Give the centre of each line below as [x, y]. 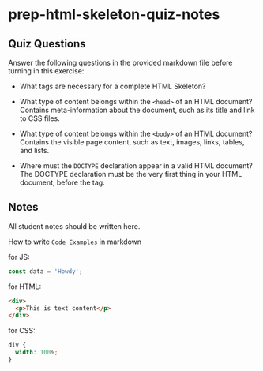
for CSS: [22, 331]
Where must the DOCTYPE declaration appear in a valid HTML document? [136, 166]
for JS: [19, 257]
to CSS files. [40, 118]
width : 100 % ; [37, 353]
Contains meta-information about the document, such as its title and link [137, 110]
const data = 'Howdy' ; [45, 271]
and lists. [34, 150]
